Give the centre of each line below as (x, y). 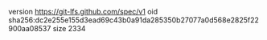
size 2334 (69, 28)
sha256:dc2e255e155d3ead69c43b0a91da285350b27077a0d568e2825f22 (134, 20)
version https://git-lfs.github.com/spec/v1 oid (83, 12)
